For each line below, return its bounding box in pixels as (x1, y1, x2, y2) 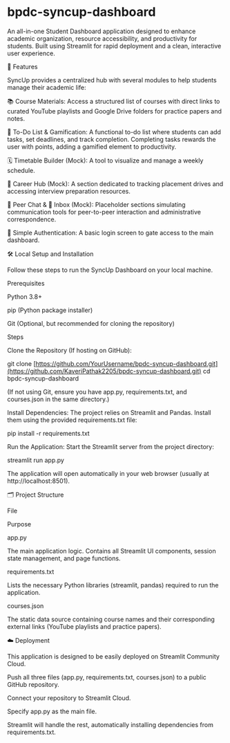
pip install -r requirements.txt (7, 429, 90, 437)
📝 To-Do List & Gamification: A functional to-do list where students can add (7, 127, 221, 136)
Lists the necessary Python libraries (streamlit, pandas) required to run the (7, 580, 219, 589)
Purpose (7, 520, 32, 528)
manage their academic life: (7, 83, 86, 91)
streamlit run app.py (7, 456, 64, 464)
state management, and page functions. (7, 554, 121, 562)
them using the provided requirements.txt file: (7, 416, 137, 424)
